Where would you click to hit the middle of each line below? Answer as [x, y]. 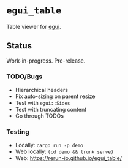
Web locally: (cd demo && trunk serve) [64, 151]
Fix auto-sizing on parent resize [55, 96]
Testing [18, 132]
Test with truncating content [51, 110]
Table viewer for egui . [34, 26]
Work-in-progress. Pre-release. [46, 61]
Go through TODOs [40, 116]
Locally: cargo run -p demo [49, 145]
